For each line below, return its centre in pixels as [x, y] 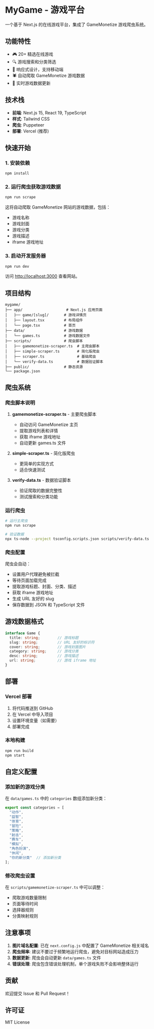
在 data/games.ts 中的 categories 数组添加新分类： [56, 798]
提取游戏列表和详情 [39, 430]
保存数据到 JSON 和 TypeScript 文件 [48, 605]
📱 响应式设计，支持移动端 [38, 69]
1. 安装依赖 [18, 163]
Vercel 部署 [19, 697]
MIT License [18, 1022]
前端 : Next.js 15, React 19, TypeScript [49, 112]
